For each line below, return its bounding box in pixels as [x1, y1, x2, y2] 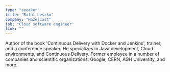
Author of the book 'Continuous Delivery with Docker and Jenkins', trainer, [5, 40, 162, 46]
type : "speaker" [5, 7, 40, 13]
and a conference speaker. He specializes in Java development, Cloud [5, 46, 153, 52]
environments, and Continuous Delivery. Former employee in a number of [5, 51, 160, 57]
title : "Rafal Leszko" [5, 12, 54, 17]
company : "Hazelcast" [5, 17, 52, 22]
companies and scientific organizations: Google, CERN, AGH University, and [5, 56, 165, 62]
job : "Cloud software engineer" [5, 21, 74, 27]
